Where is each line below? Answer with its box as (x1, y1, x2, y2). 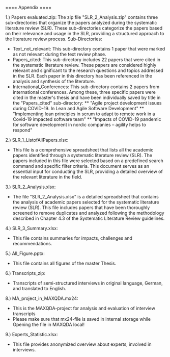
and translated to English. (12, 286, 66, 291)
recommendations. (12, 241, 52, 246)
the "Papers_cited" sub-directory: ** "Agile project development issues (12, 100, 162, 106)
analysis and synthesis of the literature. (12, 79, 95, 84)
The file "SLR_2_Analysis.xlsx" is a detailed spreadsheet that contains (12, 194, 159, 199)
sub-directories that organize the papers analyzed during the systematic (5, 20, 157, 25)
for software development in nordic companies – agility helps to (12, 122, 147, 127)
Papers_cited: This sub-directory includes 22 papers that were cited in (12, 57, 161, 63)
